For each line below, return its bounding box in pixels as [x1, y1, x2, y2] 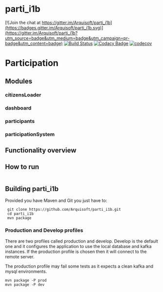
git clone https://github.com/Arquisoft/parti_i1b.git [7, 207, 121, 212]
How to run [5, 162, 40, 171]
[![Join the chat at [5, 20, 41, 25]
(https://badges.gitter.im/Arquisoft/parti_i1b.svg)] [5, 24, 103, 30]
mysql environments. [5, 268, 47, 274]
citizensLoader [5, 91, 41, 98]
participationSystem [5, 131, 55, 138]
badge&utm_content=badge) [5, 40, 63, 46]
